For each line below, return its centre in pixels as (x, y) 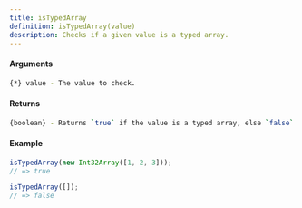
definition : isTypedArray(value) (73, 26)
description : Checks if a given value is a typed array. (119, 35)
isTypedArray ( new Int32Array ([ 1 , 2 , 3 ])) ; (91, 163)
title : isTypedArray (49, 18)
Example (26, 144)
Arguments (31, 64)
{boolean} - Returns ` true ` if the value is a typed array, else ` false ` (152, 123)
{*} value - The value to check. (73, 83)
